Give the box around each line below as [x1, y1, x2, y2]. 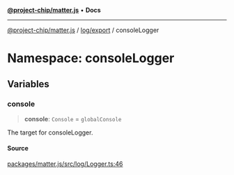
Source [7, 144, 29, 153]
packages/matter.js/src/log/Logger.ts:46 [7, 160, 123, 168]
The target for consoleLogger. [7, 128, 93, 137]
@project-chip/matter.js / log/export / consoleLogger [7, 26, 159, 34]
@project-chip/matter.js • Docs [7, 6, 101, 14]
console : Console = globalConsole [24, 114, 122, 123]
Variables [7, 78, 50, 90]
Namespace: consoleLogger [7, 50, 175, 66]
